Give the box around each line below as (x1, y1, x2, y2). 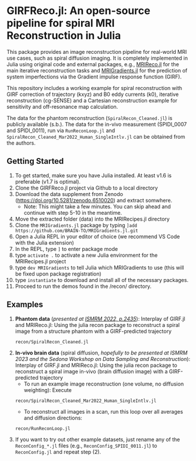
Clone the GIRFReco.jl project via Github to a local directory (15, 184, 158, 191)
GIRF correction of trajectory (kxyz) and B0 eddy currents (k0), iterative (6, 91, 179, 98)
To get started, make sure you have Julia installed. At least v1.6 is (15, 171, 172, 179)
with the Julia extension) (15, 239, 75, 246)
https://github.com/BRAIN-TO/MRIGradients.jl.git (15, 228, 139, 233)
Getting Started (6, 156, 64, 166)
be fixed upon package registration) (15, 270, 101, 277)
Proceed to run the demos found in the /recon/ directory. (15, 283, 152, 290)
